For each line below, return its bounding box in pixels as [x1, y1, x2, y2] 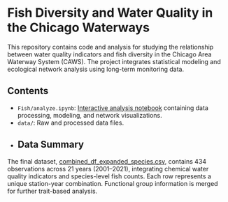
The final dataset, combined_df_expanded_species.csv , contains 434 [7, 157, 207, 165]
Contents [7, 85, 49, 97]
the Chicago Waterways [7, 20, 150, 36]
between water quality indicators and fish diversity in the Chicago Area [7, 50, 212, 59]
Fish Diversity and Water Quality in [7, 5, 213, 21]
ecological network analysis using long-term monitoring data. [7, 65, 184, 73]
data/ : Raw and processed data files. [17, 118, 124, 127]
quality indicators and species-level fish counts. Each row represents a [7, 172, 212, 180]
